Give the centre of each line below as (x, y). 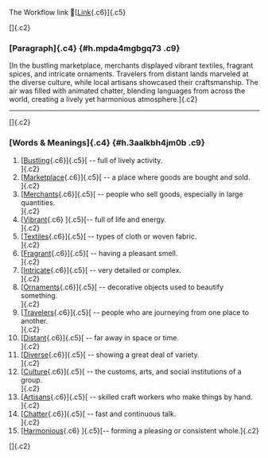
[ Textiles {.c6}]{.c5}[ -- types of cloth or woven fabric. (109, 236)
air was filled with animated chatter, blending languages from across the (127, 91)
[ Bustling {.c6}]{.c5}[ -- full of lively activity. (91, 160)
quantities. (38, 202)
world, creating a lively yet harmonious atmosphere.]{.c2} (103, 99)
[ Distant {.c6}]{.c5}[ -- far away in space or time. (100, 337)
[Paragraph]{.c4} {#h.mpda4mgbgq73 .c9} (95, 48)
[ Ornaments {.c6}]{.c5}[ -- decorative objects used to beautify (122, 287)
